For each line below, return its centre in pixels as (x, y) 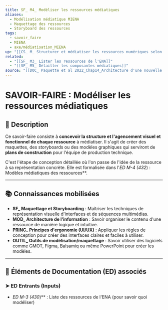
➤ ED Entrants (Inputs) (33, 286)
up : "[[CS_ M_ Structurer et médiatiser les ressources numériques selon (84, 52)
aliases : (14, 15)
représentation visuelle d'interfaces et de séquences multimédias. (80, 214)
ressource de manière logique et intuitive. (55, 224)
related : (14, 56)
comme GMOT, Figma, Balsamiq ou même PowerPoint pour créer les (83, 246)
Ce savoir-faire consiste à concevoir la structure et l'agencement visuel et (83, 136)
